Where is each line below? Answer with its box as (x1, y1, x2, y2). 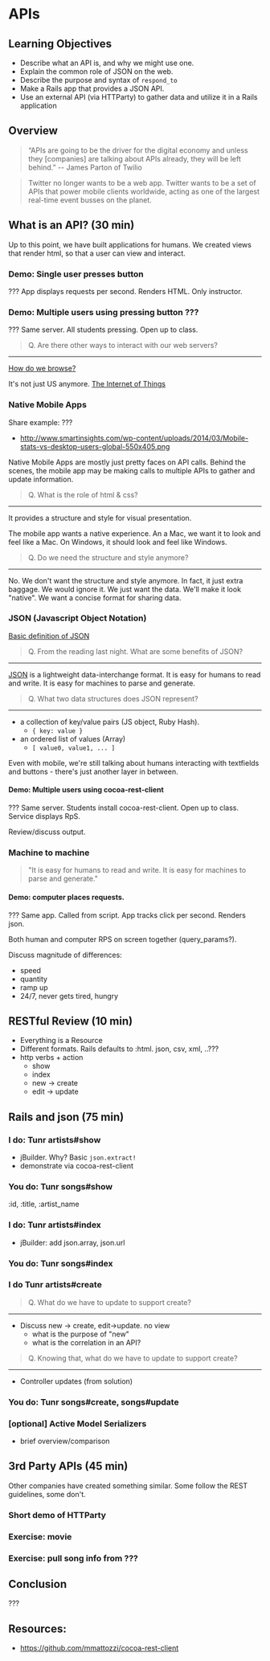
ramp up (19, 982, 48, 992)
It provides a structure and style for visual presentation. (8, 513, 192, 522)
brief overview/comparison (19, 1436, 110, 1446)
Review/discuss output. (8, 827, 86, 837)
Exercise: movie (8, 1531, 72, 1542)
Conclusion (8, 1577, 67, 1591)
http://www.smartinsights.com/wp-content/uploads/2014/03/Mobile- (19, 433, 249, 443)
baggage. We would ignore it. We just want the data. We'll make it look (8, 584, 242, 594)
